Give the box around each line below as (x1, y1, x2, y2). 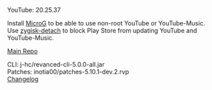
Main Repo (7, 47, 38, 55)
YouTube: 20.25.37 (7, 6, 61, 14)
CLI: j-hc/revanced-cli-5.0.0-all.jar (7, 60, 105, 68)
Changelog (7, 75, 39, 83)
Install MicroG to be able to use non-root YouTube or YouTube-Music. (7, 19, 206, 27)
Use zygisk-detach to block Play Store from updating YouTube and (7, 27, 197, 34)
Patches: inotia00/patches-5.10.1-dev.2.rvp (7, 68, 130, 76)
